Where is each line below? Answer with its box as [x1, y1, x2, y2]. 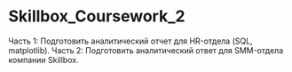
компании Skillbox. [8, 54, 79, 65]
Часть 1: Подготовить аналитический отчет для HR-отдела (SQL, [8, 36, 254, 46]
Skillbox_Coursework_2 [8, 6, 185, 27]
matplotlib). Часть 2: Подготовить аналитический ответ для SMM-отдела [8, 44, 284, 55]
